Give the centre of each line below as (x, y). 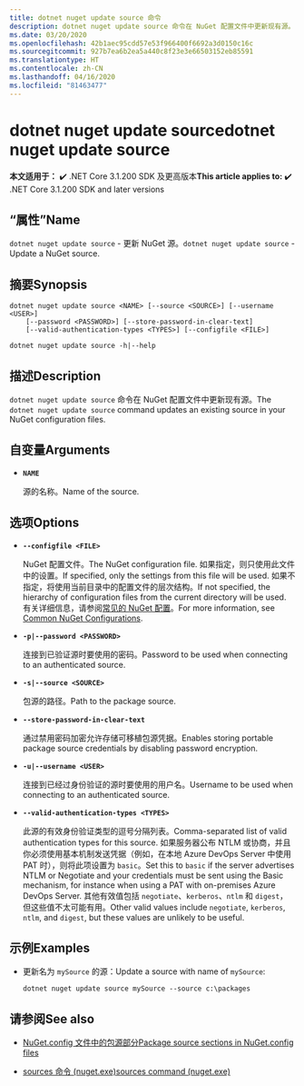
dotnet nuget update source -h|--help (83, 346)
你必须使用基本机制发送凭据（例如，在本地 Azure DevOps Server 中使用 (157, 853)
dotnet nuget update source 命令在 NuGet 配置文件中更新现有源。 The (141, 399)
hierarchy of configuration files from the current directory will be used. (154, 597)
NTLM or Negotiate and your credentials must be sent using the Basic (153, 875)
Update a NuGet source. (55, 254)
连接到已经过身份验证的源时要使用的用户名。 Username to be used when (157, 784)
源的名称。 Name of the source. (81, 491)
